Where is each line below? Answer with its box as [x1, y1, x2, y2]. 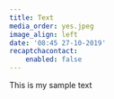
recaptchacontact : [9, 47, 78, 56]
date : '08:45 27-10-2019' [9, 38, 106, 48]
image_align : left [9, 30, 78, 39]
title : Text [9, 13, 54, 22]
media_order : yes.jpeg [9, 22, 94, 31]
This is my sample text [9, 80, 92, 90]
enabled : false [25, 55, 83, 64]
